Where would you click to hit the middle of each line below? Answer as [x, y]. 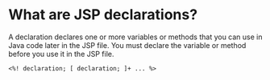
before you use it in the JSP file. [61, 54]
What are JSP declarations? [103, 15]
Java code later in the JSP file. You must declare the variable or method [127, 45]
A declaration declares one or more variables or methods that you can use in [135, 37]
